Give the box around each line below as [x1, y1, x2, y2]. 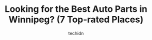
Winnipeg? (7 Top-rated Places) [8, 14, 143, 25]
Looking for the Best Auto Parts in [4, 3, 147, 15]
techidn [68, 30, 84, 36]
